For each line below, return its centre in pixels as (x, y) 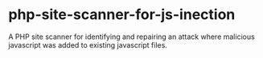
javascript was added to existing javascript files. (88, 44)
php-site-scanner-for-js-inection (122, 15)
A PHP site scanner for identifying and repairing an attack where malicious (131, 37)
